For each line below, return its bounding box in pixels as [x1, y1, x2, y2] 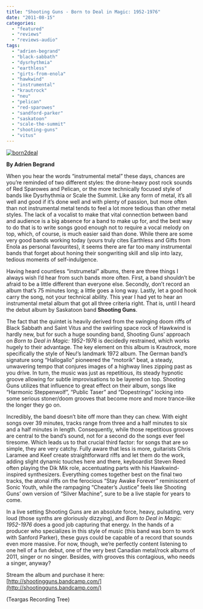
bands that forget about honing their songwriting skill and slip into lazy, [6, 249, 183, 257]
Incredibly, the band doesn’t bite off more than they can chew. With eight [6, 413, 188, 420]
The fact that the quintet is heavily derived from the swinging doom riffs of [6, 318, 192, 325]
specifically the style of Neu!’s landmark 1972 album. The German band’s [6, 350, 188, 357]
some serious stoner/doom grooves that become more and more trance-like [6, 395, 195, 402]
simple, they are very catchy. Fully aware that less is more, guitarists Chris [6, 445, 191, 452]
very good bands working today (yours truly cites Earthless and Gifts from [6, 236, 190, 243]
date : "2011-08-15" [6, 14, 56, 21]
